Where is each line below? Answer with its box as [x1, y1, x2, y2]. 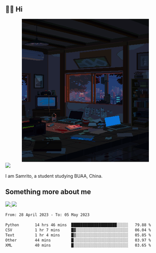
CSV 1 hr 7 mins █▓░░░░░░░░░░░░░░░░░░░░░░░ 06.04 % [5, 227, 151, 233]
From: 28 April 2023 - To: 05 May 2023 [5, 212, 90, 217]
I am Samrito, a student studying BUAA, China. [5, 173, 103, 179]
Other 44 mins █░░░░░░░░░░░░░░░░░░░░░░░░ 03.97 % [5, 237, 151, 243]
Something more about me [5, 187, 91, 196]
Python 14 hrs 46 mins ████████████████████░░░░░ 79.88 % [5, 222, 151, 228]
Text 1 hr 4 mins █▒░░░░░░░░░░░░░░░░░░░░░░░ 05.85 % [5, 232, 151, 238]
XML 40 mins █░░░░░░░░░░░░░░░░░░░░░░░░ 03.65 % [5, 242, 151, 248]
